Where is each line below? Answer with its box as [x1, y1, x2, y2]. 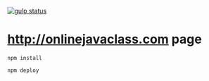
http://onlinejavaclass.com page [7, 32, 202, 47]
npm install [7, 54, 42, 61]
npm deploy [7, 67, 39, 74]
